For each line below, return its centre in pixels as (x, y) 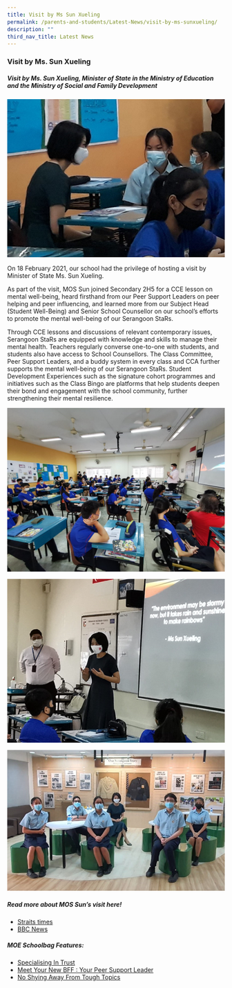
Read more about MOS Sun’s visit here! (65, 904)
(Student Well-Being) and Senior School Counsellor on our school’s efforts (113, 311)
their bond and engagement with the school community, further (97, 391)
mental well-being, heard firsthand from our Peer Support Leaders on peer (113, 296)
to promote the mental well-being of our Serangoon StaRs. (90, 318)
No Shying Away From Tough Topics (69, 978)
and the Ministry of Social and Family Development (82, 85)
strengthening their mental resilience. (60, 398)
